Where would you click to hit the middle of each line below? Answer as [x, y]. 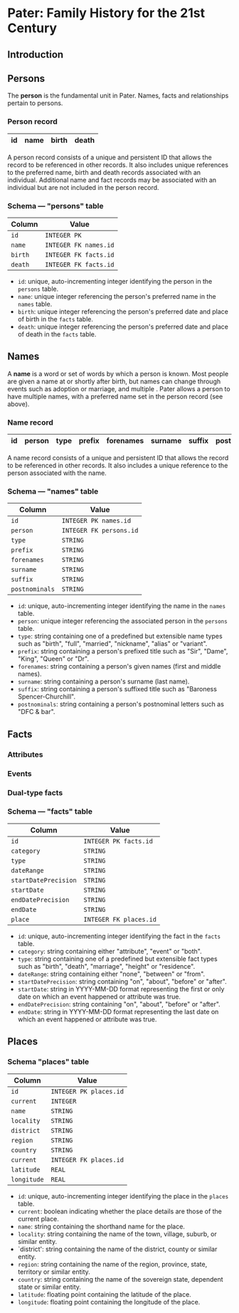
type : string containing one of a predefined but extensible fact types [118, 959]
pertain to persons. [35, 103]
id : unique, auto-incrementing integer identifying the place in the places [123, 1196]
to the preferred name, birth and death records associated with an [104, 172]
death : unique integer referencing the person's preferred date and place [123, 326]
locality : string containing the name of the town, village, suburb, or [117, 1234]
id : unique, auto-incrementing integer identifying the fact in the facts [119, 936]
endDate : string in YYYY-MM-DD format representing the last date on [118, 1011]
